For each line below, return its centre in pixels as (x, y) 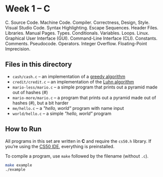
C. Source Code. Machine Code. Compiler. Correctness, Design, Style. (78, 22)
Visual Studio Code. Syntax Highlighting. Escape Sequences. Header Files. (82, 27)
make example (19, 165)
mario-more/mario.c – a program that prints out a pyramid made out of (84, 97)
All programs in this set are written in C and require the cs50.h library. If (78, 141)
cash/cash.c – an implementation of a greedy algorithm (69, 76)
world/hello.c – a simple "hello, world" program (62, 113)
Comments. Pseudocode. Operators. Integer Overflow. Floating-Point (76, 43)
